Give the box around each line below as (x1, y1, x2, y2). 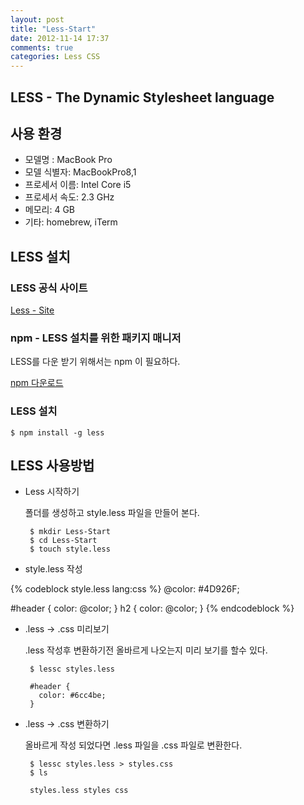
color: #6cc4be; (38, 691, 107, 701)
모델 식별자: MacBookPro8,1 (24, 166, 137, 178)
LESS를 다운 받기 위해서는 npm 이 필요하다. (10, 356, 181, 368)
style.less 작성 (24, 563, 83, 575)
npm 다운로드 (10, 377, 64, 389)
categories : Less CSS (10, 52, 101, 62)
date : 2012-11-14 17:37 (10, 33, 110, 43)
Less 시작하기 (24, 486, 80, 498)
